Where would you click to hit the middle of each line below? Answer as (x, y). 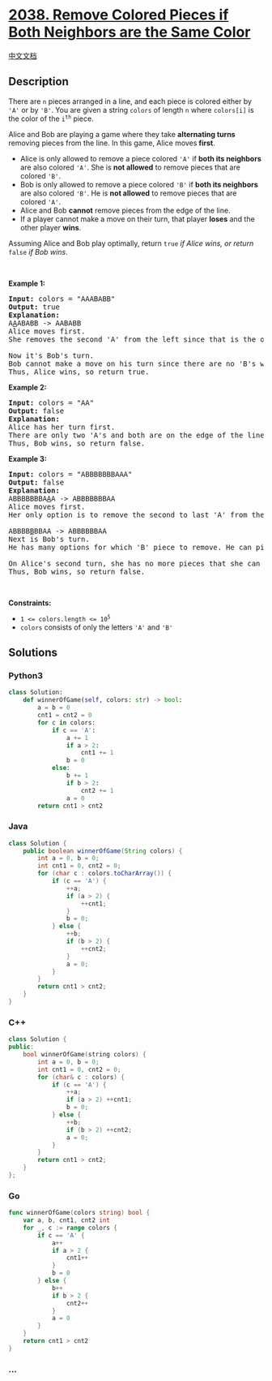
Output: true (34, 307)
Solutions (33, 653)
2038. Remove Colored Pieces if (119, 15)
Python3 (25, 676)
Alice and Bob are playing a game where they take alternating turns (122, 134)
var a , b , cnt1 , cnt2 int (67, 1220)
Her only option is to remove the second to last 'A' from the (136, 514)
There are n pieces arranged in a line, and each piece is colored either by (130, 101)
